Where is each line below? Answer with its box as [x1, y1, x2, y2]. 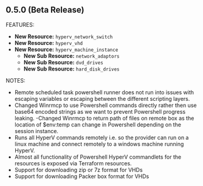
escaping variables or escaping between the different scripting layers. [14, 95, 190, 102]
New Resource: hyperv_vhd [14, 39, 83, 46]
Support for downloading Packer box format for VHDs [14, 173, 150, 180]
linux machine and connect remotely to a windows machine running [14, 140, 184, 148]
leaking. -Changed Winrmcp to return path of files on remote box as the [14, 114, 194, 122]
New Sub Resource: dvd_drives [23, 58, 104, 66]
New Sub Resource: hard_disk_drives [23, 65, 120, 72]
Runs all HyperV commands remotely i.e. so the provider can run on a [14, 134, 189, 141]
